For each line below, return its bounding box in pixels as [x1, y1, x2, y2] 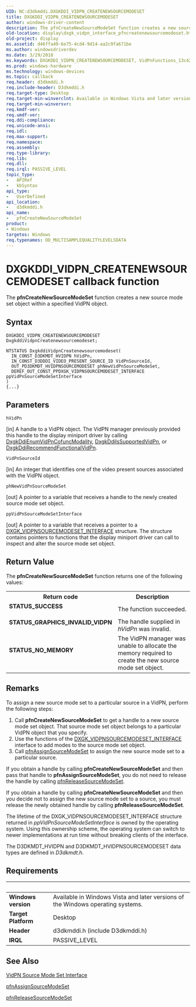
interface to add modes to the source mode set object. [14, 741, 146, 748]
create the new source [117, 656, 180, 664]
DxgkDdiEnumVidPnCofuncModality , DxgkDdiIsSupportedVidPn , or [6, 438, 167, 445]
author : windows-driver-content [6, 19, 85, 25]
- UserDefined [6, 194, 45, 200]
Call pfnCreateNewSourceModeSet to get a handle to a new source [14, 716, 179, 723]
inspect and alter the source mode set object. [6, 539, 116, 547]
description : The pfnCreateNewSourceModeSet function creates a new [6, 25, 176, 31]
